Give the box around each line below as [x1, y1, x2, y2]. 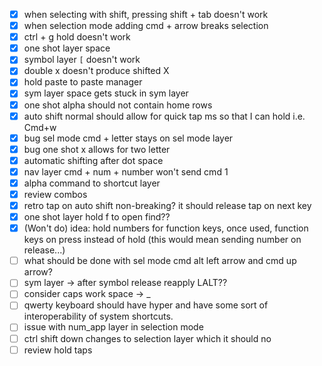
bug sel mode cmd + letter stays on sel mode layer [23, 132, 234, 144]
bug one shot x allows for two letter [23, 143, 171, 155]
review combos [23, 188, 88, 200]
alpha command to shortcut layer [23, 177, 161, 189]
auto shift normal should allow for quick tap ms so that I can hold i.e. [23, 110, 306, 122]
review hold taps [23, 344, 93, 356]
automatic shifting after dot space [23, 154, 164, 166]
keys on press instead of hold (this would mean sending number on [23, 234, 302, 246]
